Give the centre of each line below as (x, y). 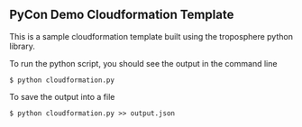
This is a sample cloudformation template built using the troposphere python (151, 36)
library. (23, 46)
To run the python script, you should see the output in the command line (143, 63)
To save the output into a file (62, 96)
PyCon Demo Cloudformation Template (122, 15)
